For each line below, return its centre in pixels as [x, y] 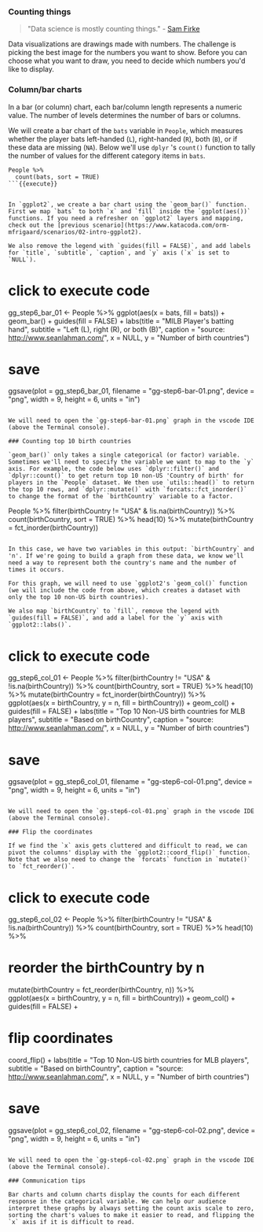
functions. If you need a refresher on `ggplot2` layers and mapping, [126, 218]
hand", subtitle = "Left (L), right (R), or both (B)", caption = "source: [117, 329]
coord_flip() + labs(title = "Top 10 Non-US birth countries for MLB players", [129, 1060]
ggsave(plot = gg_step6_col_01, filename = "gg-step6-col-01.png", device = [130, 782]
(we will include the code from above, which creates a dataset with [124, 590]
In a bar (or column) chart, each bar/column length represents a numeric [125, 107]
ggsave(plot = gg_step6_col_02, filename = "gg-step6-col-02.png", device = [132, 1130]
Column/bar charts [45, 90]
